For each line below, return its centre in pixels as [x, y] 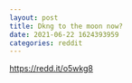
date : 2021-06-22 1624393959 [64, 34]
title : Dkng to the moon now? [66, 26]
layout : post [34, 18]
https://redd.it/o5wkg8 [51, 69]
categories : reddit [46, 43]
